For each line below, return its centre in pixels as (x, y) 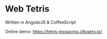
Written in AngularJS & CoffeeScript (40, 22)
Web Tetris (27, 9)
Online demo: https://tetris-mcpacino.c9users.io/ (53, 31)
